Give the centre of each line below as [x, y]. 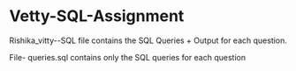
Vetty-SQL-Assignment [97, 16]
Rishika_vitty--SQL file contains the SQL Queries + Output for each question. [148, 40]
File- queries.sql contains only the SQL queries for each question [127, 57]
